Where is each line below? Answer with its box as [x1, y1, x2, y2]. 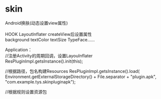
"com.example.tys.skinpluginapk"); [5, 79, 76, 84]
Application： [5, 47, 33, 52]
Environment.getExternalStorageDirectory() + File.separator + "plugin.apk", [5, 74, 157, 80]
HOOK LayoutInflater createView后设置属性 [5, 31, 92, 37]
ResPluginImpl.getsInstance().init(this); [5, 58, 83, 64]
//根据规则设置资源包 [5, 89, 47, 95]
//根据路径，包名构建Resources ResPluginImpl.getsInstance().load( [5, 68, 140, 74]
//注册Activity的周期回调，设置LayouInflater [5, 52, 93, 59]
